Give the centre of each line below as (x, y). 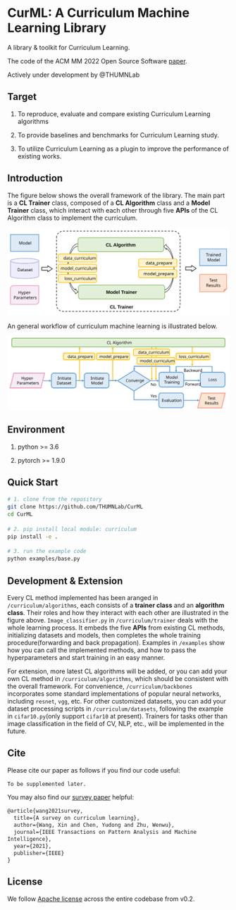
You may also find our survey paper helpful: (71, 797)
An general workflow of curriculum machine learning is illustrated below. (112, 326)
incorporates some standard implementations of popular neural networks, (114, 694)
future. (17, 731)
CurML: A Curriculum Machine (99, 13)
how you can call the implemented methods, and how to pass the (102, 650)
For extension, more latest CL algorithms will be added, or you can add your (117, 671)
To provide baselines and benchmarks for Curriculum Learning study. (118, 135)
